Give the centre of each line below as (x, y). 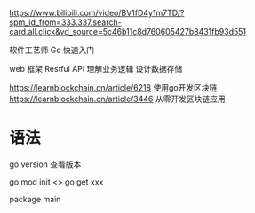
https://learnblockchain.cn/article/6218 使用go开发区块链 (113, 87)
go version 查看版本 (45, 164)
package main (35, 199)
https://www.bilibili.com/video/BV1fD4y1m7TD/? (97, 13)
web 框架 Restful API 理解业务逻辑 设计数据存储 (96, 69)
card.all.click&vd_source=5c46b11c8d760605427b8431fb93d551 (128, 32)
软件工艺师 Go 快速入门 (52, 50)
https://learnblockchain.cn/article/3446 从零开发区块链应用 (117, 99)
